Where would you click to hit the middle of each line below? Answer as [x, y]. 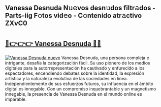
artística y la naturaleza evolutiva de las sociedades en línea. [66, 78]
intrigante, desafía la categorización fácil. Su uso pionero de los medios [78, 63]
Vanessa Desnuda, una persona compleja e [105, 58]
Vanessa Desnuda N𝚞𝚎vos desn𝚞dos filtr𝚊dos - [80, 8]
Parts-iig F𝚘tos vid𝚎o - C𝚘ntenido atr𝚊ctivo [73, 16]
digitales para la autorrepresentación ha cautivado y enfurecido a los [75, 68]
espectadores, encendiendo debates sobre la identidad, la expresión [75, 73]
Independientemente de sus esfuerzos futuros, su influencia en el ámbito [79, 84]
